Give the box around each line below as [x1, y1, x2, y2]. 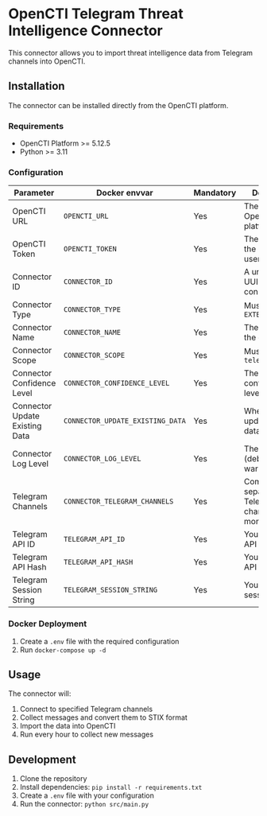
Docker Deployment [8, 618, 87, 629]
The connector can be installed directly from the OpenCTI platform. [8, 100, 229, 110]
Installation [8, 80, 65, 93]
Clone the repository [19, 774, 87, 783]
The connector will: [8, 689, 72, 698]
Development [8, 752, 77, 766]
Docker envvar [96, 188, 153, 199]
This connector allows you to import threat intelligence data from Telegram [8, 48, 253, 57]
